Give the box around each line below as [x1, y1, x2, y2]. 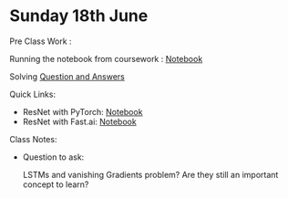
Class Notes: [9, 133, 57, 144]
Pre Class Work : [9, 36, 72, 47]
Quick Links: [9, 89, 57, 99]
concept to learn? [22, 179, 89, 190]
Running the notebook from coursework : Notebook [9, 53, 203, 64]
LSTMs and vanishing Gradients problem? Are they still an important [22, 169, 279, 180]
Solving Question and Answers [9, 70, 125, 82]
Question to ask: [22, 152, 85, 162]
